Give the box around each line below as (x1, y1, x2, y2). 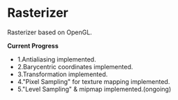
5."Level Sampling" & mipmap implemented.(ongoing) (17, 85, 172, 93)
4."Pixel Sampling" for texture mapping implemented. (17, 77, 170, 85)
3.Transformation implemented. (17, 70, 108, 78)
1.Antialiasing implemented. (17, 55, 96, 64)
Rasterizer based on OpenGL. (7, 28, 92, 36)
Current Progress (7, 41, 59, 50)
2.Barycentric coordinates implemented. (17, 62, 133, 71)
